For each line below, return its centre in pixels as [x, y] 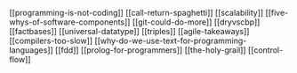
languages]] [31, 50]
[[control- [265, 50]
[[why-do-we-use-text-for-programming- [171, 40]
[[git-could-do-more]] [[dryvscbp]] [196, 22]
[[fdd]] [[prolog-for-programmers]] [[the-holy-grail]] [150, 50]
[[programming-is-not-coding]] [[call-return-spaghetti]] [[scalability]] [136, 13]
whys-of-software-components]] [70, 22]
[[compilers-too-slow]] [51, 40]
